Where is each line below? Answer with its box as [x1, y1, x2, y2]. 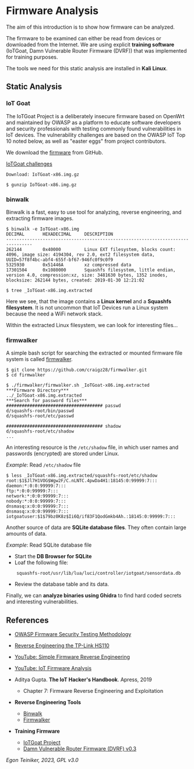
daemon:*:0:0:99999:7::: [6, 483, 66, 489]
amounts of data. [6, 530, 47, 537]
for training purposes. [6, 53, 58, 60]
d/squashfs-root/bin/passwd [6, 408, 75, 414]
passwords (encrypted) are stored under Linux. [6, 450, 119, 457]
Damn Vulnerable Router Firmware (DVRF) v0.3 [23, 745, 137, 753]
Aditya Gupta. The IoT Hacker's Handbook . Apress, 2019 [14, 676, 153, 683]
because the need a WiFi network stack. [6, 310, 103, 317]
